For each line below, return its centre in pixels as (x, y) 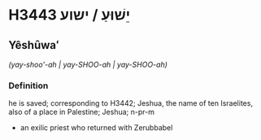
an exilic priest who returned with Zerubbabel (96, 128)
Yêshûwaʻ (34, 45)
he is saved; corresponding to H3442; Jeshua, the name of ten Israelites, (131, 103)
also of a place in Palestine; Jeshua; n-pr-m (81, 112)
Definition (28, 85)
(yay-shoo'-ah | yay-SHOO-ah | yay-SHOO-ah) (88, 64)
